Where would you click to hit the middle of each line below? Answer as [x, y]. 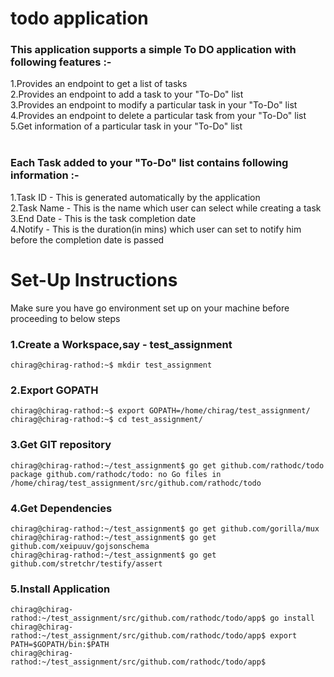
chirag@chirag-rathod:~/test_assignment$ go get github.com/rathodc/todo [167, 465]
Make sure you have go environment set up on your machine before [150, 308]
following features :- [61, 62]
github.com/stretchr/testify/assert [86, 563]
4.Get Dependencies [61, 508]
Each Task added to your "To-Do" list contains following [149, 163]
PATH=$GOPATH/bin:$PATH [60, 645]
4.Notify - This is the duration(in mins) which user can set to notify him [156, 229]
